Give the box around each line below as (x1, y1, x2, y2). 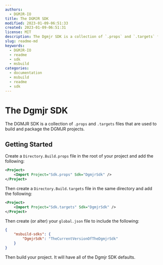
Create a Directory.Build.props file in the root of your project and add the (5, 153, 154, 159)
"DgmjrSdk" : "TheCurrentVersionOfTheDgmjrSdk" (22, 236, 118, 241)
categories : (5, 66, 29, 71)
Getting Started (5, 140, 53, 148)
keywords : (5, 43, 25, 48)
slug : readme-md (5, 39, 38, 44)
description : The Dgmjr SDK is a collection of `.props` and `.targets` (5, 35, 155, 39)
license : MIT (5, 30, 32, 35)
